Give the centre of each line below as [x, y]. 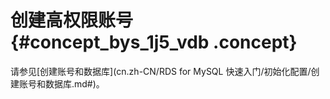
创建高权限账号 [72, 20]
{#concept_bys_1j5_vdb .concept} [154, 42]
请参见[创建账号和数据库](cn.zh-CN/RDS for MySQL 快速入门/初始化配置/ [161, 71]
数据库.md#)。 [74, 83]
